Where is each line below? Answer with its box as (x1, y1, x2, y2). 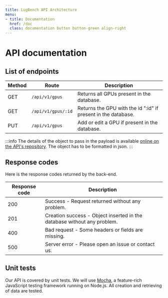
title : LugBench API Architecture (5, 7, 77, 12)
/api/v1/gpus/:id (31, 108, 73, 114)
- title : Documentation (5, 16, 55, 21)
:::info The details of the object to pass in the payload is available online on (5, 138, 159, 144)
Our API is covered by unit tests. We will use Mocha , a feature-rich (5, 277, 142, 283)
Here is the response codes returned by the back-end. (5, 171, 117, 177)
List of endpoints (5, 67, 59, 75)
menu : (5, 12, 16, 17)
